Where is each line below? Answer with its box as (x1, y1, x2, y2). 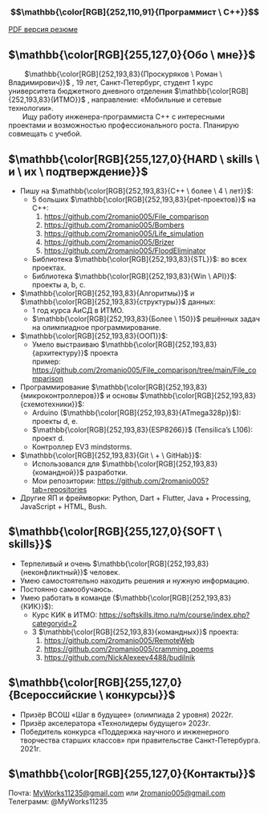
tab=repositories (31, 484, 87, 494)
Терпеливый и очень (19, 559, 91, 568)
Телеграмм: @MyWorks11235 (8, 797, 108, 807)
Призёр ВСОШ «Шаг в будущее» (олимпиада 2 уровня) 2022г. (19, 710, 234, 719)
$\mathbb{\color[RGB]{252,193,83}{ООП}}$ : (19, 331, 169, 340)
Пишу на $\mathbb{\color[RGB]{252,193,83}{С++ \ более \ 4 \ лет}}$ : (19, 185, 254, 195)
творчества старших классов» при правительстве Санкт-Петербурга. (19, 735, 261, 745)
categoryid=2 (31, 618, 78, 628)
